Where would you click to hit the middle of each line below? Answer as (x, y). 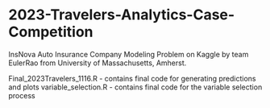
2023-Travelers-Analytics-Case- (122, 15)
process (22, 95)
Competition (51, 32)
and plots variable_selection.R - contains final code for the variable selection (135, 87)
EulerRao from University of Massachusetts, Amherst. (98, 63)
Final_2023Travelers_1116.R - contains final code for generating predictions (132, 78)
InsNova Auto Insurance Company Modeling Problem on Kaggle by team (129, 54)
